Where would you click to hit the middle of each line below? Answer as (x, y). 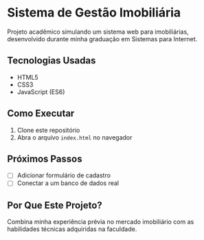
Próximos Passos (45, 159)
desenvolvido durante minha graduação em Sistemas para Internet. (102, 39)
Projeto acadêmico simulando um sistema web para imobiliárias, (98, 32)
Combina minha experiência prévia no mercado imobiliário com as (101, 222)
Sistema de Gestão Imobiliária (94, 13)
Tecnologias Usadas (52, 61)
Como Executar (41, 114)
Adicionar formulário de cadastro (64, 175)
